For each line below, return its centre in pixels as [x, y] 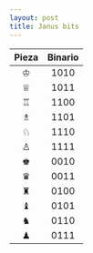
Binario [63, 57]
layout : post [34, 18]
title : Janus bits [44, 26]
